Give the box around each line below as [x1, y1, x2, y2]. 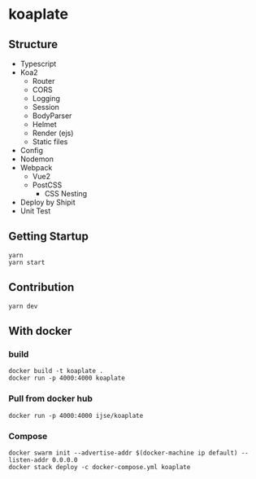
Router [32, 77, 55, 86]
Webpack [20, 163, 53, 172]
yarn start [8, 258, 46, 266]
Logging [32, 94, 61, 103]
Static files [32, 137, 68, 147]
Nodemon [20, 154, 54, 164]
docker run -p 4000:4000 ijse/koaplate [8, 411, 144, 420]
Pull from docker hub [8, 393, 93, 404]
